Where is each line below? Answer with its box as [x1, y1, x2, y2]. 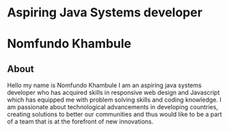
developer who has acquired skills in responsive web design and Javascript [7, 89, 220, 97]
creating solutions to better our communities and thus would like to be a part [7, 111, 222, 119]
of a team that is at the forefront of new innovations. [7, 117, 154, 126]
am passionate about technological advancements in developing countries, [7, 103, 219, 111]
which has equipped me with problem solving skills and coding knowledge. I [7, 96, 222, 104]
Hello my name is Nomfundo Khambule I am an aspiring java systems [7, 81, 202, 89]
